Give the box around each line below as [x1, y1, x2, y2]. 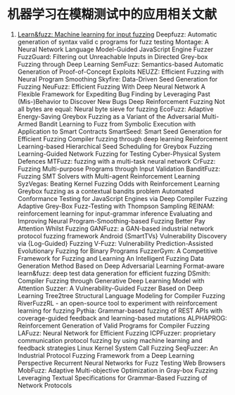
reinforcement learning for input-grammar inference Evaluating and [17, 209, 212, 218]
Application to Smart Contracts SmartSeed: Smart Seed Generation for [17, 127, 222, 136]
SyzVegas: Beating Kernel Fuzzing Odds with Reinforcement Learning [17, 179, 220, 188]
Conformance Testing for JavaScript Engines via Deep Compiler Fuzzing [17, 194, 228, 202]
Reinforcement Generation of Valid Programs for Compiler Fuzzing [17, 321, 210, 330]
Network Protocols [17, 381, 72, 389]
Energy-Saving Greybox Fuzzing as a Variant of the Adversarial [17, 112, 201, 120]
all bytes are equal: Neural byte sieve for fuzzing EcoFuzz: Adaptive [17, 105, 214, 113]
